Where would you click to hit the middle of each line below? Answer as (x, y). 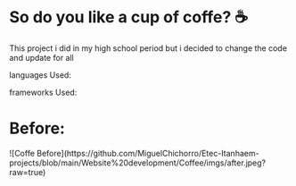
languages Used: (40, 75)
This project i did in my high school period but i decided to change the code (148, 48)
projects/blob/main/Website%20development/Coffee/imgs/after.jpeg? (137, 163)
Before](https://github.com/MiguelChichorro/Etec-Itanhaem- (148, 153)
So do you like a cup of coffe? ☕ (129, 17)
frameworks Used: (43, 92)
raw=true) (28, 172)
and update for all (41, 57)
